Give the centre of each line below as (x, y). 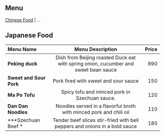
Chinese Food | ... (23, 20)
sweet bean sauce (96, 70)
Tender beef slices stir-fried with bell (96, 120)
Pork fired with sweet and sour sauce (96, 81)
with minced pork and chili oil (96, 112)
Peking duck (23, 63)
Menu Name (22, 49)
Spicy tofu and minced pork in (96, 92)
